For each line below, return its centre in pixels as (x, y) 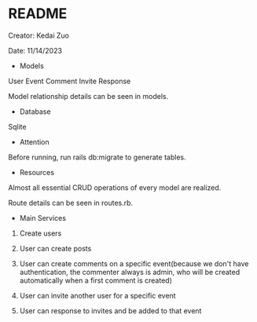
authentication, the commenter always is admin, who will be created (130, 272)
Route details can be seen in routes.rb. (71, 203)
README (38, 14)
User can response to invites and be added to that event (110, 310)
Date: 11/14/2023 (35, 50)
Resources (37, 172)
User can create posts (55, 248)
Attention (34, 141)
